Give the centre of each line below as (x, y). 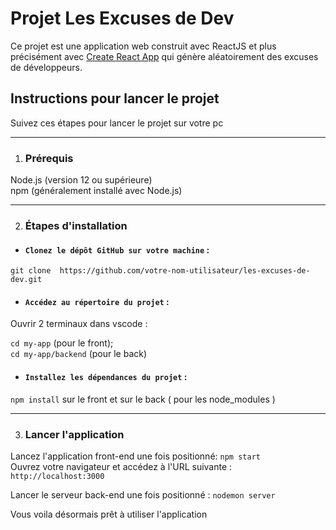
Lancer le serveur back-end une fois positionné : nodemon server (143, 494)
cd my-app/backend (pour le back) (79, 354)
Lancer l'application (74, 434)
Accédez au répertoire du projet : (97, 301)
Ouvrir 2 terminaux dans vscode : (79, 324)
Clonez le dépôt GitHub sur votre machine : (117, 249)
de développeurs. (46, 67)
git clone (31, 271)
